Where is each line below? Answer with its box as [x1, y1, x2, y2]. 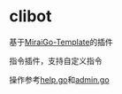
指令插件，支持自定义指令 [9, 55, 103, 66]
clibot [9, 6, 52, 27]
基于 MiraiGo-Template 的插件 [9, 36, 113, 47]
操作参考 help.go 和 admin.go [9, 74, 110, 85]
